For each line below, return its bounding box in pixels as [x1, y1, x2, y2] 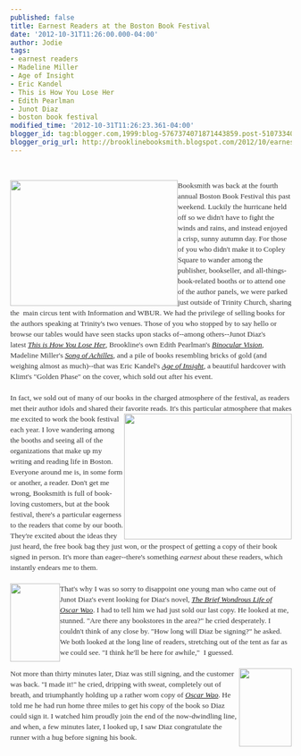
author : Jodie [10, 38, 63, 47]
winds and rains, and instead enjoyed [178, 223, 288, 232]
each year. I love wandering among [10, 424, 115, 434]
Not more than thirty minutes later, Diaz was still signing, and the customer [10, 668, 235, 678]
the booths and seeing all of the [10, 435, 104, 445]
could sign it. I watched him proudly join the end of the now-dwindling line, [10, 711, 238, 720]
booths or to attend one [216, 276, 286, 286]
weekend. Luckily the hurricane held [178, 202, 288, 211]
